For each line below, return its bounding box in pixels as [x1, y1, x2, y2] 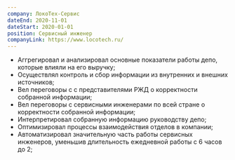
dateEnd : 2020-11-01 [7, 17, 68, 24]
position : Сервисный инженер [7, 29, 93, 37]
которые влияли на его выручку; [17, 63, 116, 72]
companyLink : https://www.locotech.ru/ [7, 36, 124, 44]
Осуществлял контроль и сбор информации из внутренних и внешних [17, 71, 228, 79]
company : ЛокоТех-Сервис [7, 10, 80, 18]
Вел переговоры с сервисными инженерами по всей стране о [17, 100, 206, 109]
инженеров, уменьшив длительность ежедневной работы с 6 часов [17, 138, 222, 146]
